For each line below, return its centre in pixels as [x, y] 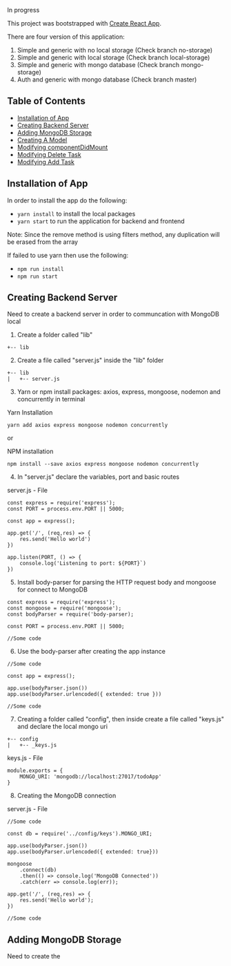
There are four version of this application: [66, 37]
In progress [23, 10]
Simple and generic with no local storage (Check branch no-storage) [115, 50]
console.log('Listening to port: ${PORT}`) [83, 563]
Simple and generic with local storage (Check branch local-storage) [113, 57]
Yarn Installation [30, 413]
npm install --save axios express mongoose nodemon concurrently [103, 464]
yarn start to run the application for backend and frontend [101, 221]
